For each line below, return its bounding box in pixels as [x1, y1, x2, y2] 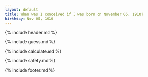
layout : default [5, 7, 38, 12]
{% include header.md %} [5, 30, 57, 36]
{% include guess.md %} [5, 39, 55, 45]
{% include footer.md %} [5, 67, 55, 73]
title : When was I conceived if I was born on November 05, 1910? [5, 12, 144, 17]
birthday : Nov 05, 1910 [5, 16, 54, 21]
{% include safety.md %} [5, 58, 56, 64]
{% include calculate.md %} [5, 48, 62, 54]
